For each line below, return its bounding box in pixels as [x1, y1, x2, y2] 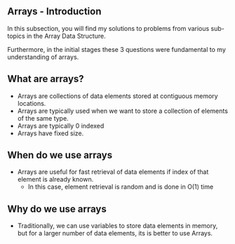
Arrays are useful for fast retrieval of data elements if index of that [17, 168, 209, 176]
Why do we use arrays [7, 203, 107, 215]
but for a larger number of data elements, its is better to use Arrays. [17, 229, 213, 238]
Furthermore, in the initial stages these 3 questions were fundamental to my [7, 45, 227, 53]
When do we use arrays [7, 149, 113, 161]
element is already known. [17, 175, 94, 184]
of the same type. [17, 114, 69, 122]
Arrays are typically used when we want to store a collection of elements [17, 107, 228, 115]
